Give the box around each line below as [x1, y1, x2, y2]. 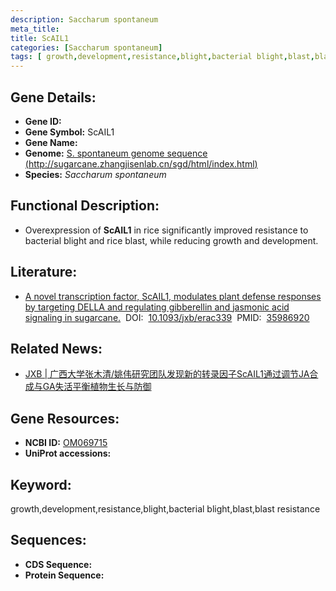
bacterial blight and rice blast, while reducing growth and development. [24, 234, 319, 246]
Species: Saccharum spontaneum [24, 168, 167, 180]
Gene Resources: [10, 410, 120, 427]
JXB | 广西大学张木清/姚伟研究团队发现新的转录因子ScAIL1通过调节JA [24, 368, 310, 380]
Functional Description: [10, 197, 160, 215]
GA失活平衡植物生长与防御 [42, 381, 152, 393]
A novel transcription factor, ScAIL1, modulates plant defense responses [24, 290, 322, 302]
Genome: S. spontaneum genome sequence [24, 147, 208, 159]
